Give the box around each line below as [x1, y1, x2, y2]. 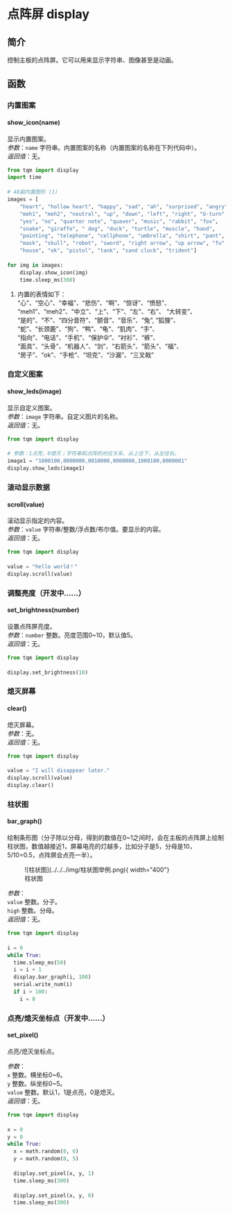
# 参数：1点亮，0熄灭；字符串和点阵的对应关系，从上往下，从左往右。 [7, 450, 180, 457]
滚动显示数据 [7, 482, 51, 492]
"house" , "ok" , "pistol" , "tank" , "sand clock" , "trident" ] [19, 247, 197, 254]
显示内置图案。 [7, 135, 50, 143]
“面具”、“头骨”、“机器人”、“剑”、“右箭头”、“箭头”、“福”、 [17, 341, 183, 350]
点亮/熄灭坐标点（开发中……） [7, 1013, 110, 1023]
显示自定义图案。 [7, 403, 56, 412]
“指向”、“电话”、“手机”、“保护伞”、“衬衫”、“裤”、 [17, 333, 159, 341]
